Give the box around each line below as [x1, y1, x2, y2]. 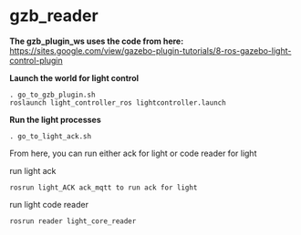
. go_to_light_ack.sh [9, 131, 92, 141]
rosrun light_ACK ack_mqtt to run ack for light [9, 183, 198, 192]
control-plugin [9, 55, 63, 66]
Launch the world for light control [9, 72, 140, 83]
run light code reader [9, 199, 89, 209]
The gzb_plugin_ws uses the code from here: [9, 36, 184, 46]
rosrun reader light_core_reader [9, 216, 137, 226]
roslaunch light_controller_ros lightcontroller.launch [9, 97, 226, 107]
